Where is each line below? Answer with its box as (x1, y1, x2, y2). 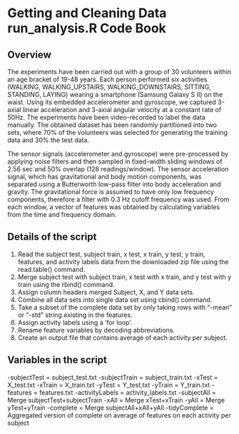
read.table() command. (17, 265, 86, 273)
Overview (7, 49, 52, 61)
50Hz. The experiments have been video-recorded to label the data (7, 113, 205, 121)
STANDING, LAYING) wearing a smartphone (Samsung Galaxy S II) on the (7, 91, 223, 99)
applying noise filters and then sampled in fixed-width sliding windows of (7, 157, 223, 166)
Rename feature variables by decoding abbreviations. (17, 325, 176, 334)
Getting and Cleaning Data (7, 5, 167, 21)
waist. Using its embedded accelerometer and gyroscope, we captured (7, 98, 216, 106)
